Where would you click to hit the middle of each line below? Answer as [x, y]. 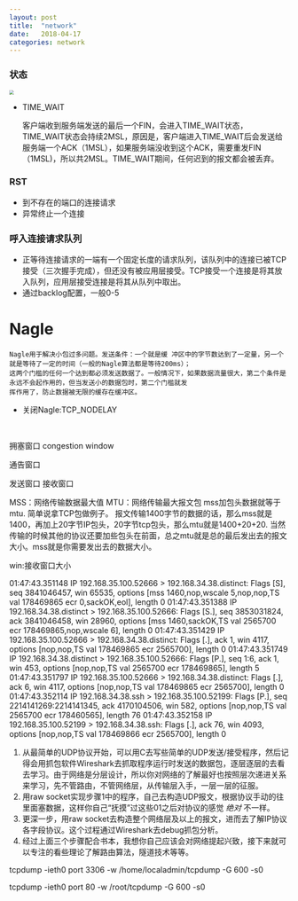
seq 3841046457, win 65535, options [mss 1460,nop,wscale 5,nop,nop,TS [145, 593]
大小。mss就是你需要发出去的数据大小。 [83, 547]
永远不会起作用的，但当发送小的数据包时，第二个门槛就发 [98, 383]
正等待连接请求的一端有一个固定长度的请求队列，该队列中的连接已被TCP [154, 260]
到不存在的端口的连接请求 [69, 202]
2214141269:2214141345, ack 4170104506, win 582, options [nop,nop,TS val [148, 706]
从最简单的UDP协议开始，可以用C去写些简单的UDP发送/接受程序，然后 [151, 752]
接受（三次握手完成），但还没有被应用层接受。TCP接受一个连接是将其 [148, 270]
